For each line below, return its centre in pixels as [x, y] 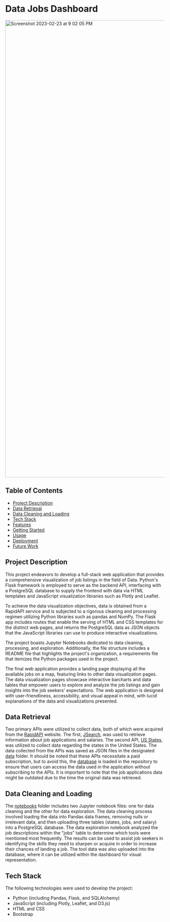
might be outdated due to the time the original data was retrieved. [74, 778]
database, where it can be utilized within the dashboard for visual [73, 854]
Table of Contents [34, 491]
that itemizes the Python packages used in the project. [62, 659]
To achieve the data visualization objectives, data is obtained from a [76, 606]
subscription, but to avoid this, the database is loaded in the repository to [81, 761]
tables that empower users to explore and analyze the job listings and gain [83, 685]
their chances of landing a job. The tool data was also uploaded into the [80, 849]
